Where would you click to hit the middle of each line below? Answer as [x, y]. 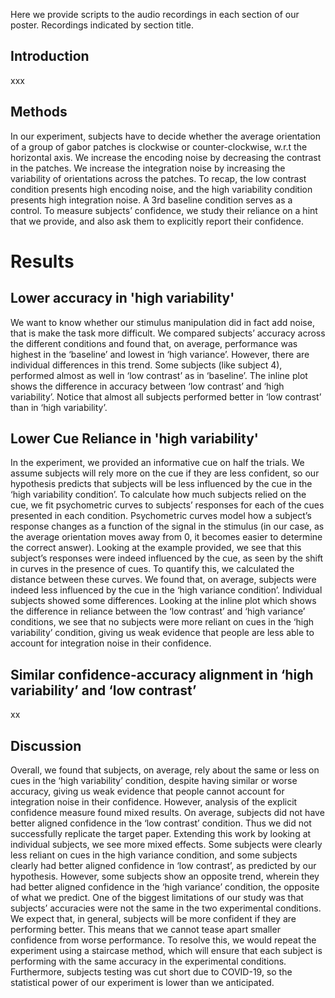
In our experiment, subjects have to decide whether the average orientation [165, 136]
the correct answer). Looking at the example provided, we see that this [156, 548]
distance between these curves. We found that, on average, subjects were [163, 580]
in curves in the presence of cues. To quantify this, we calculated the [152, 569]
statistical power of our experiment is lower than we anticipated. [142, 983]
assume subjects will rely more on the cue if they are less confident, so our [165, 473]
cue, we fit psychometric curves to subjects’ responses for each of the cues [167, 505]
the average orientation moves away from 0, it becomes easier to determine [166, 537]
